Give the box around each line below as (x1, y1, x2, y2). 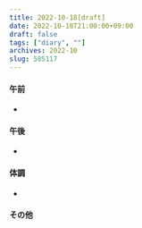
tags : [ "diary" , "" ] (9, 38, 87, 47)
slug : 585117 (9, 55, 58, 63)
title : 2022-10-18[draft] (9, 13, 105, 22)
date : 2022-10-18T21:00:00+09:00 (9, 21, 134, 30)
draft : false (9, 30, 58, 38)
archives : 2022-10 (9, 46, 78, 55)
